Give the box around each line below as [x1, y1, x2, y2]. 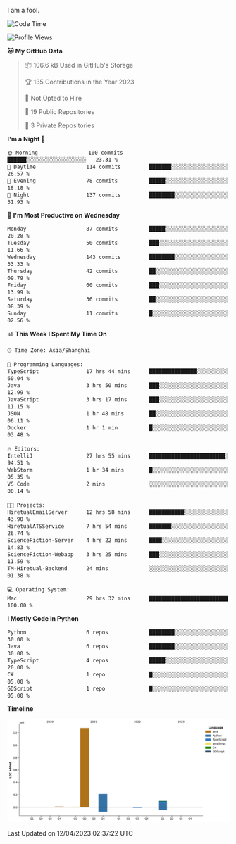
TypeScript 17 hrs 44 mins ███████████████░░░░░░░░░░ [7, 368, 229, 375]
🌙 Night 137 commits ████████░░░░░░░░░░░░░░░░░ [7, 191, 229, 199]
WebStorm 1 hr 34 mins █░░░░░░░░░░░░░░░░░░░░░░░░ [7, 467, 229, 474]
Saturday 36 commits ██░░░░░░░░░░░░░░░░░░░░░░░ [7, 296, 229, 303]
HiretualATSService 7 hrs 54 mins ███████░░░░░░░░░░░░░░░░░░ [7, 523, 229, 530]
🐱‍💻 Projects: [7, 502, 46, 509]
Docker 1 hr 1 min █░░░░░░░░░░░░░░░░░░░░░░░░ [7, 424, 229, 432]
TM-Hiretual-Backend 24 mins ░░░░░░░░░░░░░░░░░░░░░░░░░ [7, 565, 229, 572]
